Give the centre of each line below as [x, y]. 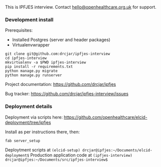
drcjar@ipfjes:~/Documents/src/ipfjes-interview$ [57, 160]
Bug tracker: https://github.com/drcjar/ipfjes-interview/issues [67, 94]
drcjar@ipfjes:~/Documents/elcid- [117, 150]
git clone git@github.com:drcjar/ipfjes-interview [58, 54]
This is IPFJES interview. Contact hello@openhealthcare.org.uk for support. [81, 7]
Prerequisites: [19, 30]
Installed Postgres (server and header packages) [61, 40]
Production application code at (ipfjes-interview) [81, 155]
